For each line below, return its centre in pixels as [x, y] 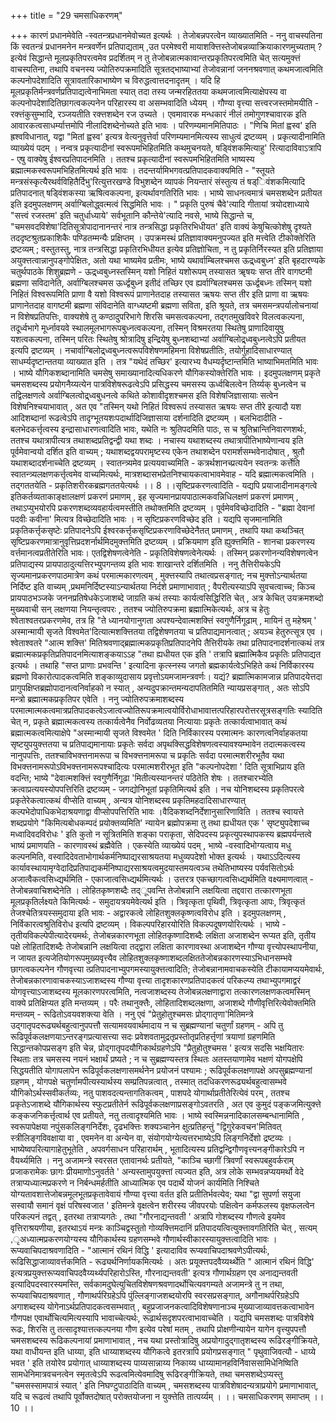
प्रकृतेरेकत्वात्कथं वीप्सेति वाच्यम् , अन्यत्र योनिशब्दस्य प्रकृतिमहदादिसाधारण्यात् [128, 800]
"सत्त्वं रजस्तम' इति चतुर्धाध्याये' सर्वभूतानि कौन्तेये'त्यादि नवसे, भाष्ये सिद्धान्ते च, [132, 215]
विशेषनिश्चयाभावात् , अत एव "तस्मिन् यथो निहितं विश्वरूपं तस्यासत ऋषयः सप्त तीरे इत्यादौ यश [156, 406]
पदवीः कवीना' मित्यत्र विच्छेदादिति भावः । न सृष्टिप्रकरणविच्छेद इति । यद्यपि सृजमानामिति [146, 519]
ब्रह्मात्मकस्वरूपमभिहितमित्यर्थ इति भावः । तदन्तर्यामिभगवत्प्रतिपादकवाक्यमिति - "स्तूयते [142, 170]
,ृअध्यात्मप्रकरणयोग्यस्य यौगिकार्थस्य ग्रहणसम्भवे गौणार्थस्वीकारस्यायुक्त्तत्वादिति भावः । [144, 1239]
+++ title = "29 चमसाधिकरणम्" [66, 15]
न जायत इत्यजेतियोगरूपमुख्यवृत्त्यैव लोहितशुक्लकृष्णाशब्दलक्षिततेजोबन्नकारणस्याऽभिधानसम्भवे [151, 958]
